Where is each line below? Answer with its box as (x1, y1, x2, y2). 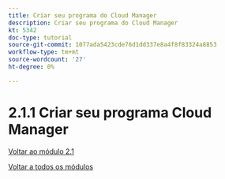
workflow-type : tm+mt (8, 48, 80, 56)
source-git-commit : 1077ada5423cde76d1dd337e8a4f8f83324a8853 (8, 41, 217, 49)
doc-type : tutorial (8, 33, 73, 42)
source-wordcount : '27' (8, 56, 87, 64)
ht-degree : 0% (8, 63, 55, 71)
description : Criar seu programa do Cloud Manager (8, 19, 178, 27)
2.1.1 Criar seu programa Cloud (8, 103, 212, 121)
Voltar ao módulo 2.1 (8, 147, 75, 156)
